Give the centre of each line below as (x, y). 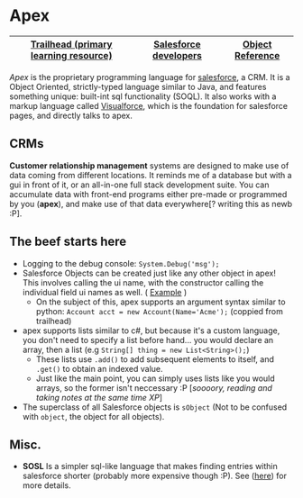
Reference (257, 55)
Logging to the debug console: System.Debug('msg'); (121, 263)
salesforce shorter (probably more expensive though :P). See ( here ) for (154, 476)
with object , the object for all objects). (93, 416)
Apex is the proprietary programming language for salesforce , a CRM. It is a (150, 77)
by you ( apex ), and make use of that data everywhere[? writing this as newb (151, 204)
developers (177, 55)
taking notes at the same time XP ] (99, 397)
